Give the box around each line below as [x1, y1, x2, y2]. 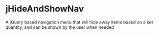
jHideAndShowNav [5, 3, 84, 14]
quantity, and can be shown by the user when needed [5, 24, 114, 30]
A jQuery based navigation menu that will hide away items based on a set [5, 19, 153, 25]
